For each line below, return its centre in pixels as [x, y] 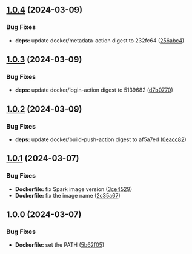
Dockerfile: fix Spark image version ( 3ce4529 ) [74, 189]
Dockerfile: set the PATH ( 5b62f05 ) [60, 245]
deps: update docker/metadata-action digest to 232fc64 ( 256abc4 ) [100, 40]
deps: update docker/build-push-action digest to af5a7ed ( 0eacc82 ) [101, 139]
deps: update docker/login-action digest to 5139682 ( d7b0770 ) [94, 90]
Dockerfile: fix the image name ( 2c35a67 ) [68, 195]
